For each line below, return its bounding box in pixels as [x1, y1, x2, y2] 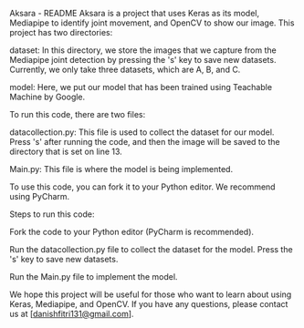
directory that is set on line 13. [9, 146, 123, 157]
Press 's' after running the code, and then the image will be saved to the [9, 137, 280, 147]
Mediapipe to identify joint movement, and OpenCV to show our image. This [9, 17, 295, 28]
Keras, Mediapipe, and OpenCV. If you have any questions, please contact [9, 299, 288, 309]
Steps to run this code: [9, 209, 95, 220]
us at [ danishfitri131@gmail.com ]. [9, 309, 134, 319]
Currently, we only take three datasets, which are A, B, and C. [9, 64, 241, 75]
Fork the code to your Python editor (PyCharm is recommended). [9, 227, 254, 237]
